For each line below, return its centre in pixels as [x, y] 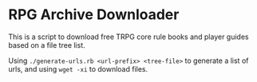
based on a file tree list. [47, 45]
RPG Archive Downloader [94, 15]
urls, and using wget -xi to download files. [78, 68]
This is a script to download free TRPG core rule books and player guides [128, 37]
